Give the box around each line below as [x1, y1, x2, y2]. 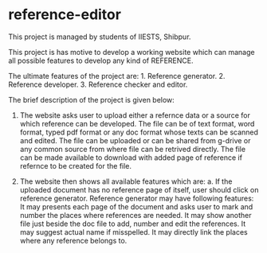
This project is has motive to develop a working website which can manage [8, 47, 255, 56]
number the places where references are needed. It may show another [19, 210, 253, 220]
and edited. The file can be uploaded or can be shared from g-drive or [19, 135, 251, 145]
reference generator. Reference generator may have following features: [19, 193, 254, 203]
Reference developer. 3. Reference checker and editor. [8, 80, 188, 89]
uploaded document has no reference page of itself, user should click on [19, 185, 259, 194]
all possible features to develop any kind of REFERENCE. [8, 56, 194, 65]
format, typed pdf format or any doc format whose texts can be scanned [19, 127, 259, 137]
